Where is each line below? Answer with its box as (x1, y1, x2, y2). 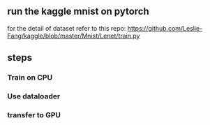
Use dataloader (7, 91, 61, 101)
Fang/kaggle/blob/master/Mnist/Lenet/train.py (7, 31, 140, 40)
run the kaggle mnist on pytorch (7, 6, 150, 17)
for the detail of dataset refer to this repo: (7, 24, 126, 32)
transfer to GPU (7, 110, 61, 119)
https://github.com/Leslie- (127, 24, 203, 32)
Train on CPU (7, 73, 53, 82)
